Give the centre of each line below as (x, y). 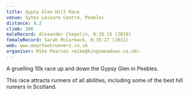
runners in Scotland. (31, 87)
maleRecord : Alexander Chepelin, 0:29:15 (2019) (69, 34)
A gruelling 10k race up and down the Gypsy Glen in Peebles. (82, 68)
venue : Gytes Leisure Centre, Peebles (55, 18)
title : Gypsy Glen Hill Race (43, 12)
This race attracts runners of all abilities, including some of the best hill (95, 80)
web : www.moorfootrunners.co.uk (47, 46)
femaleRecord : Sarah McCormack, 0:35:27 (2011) (68, 40)
